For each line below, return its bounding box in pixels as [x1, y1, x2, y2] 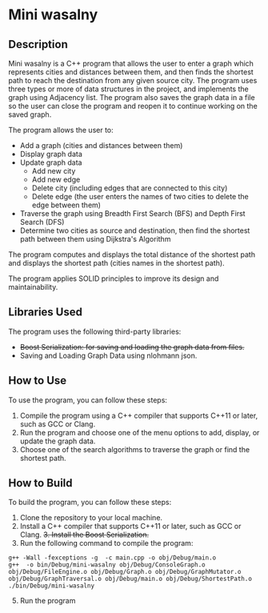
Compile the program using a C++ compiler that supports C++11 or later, [19, 411, 258, 420]
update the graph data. [19, 436, 96, 446]
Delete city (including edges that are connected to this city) [31, 183, 228, 193]
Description [8, 38, 68, 51]
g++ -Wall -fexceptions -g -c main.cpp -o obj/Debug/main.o [8, 554, 217, 562]
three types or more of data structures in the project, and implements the [8, 84, 250, 94]
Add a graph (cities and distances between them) [19, 141, 183, 150]
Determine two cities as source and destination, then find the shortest [19, 226, 250, 235]
